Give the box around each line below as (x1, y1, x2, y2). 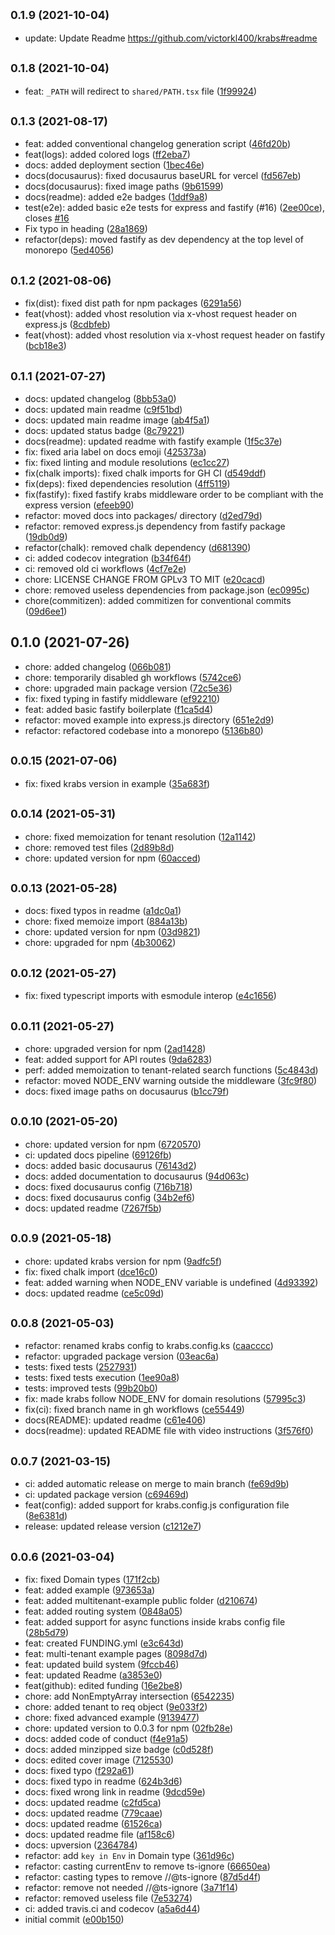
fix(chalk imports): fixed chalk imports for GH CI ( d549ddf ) (24, 467, 267, 479)
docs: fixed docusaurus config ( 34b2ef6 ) (24, 1191, 196, 1203)
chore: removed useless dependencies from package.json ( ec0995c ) (24, 584, 310, 596)
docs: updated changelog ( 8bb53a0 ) (24, 393, 177, 405)
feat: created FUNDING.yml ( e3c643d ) (24, 1637, 184, 1649)
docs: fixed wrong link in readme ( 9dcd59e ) (24, 1786, 206, 1798)
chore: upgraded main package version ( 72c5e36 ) (24, 682, 233, 694)
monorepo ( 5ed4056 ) (24, 244, 115, 256)
